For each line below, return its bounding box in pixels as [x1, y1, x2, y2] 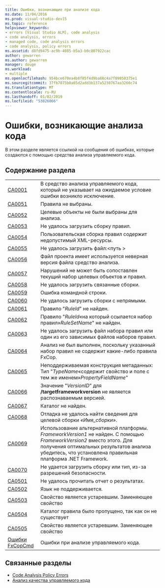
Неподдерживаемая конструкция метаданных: [40, 361, 153, 368]
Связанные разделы [5, 559, 72, 567]
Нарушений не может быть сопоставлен [40, 267, 137, 274]
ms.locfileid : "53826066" [5, 99, 58, 104]
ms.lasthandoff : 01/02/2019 [5, 94, 63, 99]
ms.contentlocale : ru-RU [5, 90, 56, 95]
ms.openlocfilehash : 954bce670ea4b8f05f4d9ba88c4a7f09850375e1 [5, 76, 137, 81]
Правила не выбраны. [40, 200, 93, 207]
